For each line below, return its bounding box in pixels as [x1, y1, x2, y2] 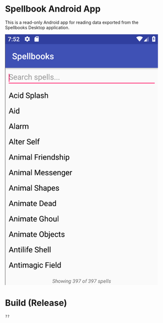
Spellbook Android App [5, 3, 101, 15]
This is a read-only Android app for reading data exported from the [5, 19, 139, 25]
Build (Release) [5, 297, 67, 308]
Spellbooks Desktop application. [5, 24, 70, 30]
